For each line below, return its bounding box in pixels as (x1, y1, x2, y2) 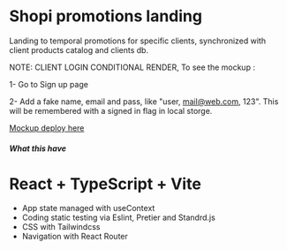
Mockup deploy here (9, 122, 85, 133)
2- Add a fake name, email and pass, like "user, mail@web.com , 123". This (9, 95, 279, 107)
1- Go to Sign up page (9, 79, 88, 89)
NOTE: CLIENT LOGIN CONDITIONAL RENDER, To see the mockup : (9, 62, 256, 72)
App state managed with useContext (21, 203, 155, 214)
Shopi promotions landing (9, 6, 203, 27)
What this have (9, 143, 67, 154)
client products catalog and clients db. (9, 44, 148, 55)
